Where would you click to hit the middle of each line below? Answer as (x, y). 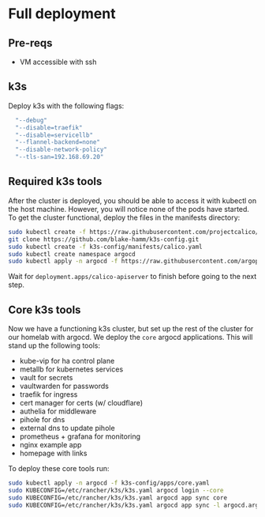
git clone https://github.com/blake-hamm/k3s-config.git (104, 239)
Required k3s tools (55, 181)
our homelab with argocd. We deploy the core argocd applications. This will (131, 338)
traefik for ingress (49, 394)
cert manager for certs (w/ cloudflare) (81, 403)
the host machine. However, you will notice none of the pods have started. (129, 209)
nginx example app (50, 445)
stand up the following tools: (54, 345)
